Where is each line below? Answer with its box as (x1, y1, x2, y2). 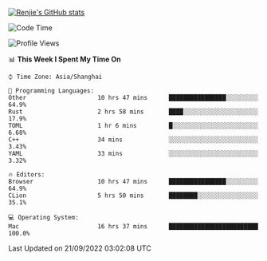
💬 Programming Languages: (8, 87, 94, 95)
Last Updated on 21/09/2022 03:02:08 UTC (8, 243, 151, 253)
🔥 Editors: (8, 171, 45, 179)
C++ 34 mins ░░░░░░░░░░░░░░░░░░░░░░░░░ (8, 136, 259, 144)
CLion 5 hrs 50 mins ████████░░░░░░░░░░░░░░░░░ (8, 192, 259, 200)
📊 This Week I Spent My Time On (8, 54, 121, 64)
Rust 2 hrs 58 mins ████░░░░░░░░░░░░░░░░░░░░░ (8, 108, 259, 116)
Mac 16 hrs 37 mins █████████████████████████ (8, 223, 259, 231)
